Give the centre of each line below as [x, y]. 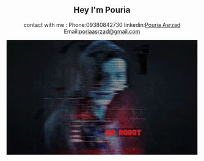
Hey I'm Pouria [102, 10]
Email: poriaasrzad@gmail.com [102, 31]
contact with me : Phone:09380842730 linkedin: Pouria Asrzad [102, 24]
